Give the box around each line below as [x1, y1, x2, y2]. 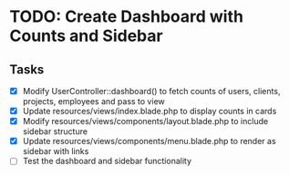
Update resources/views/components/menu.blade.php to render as [22, 136, 276, 147]
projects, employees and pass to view [22, 96, 166, 107]
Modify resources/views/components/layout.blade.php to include [22, 116, 269, 127]
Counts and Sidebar [9, 25, 163, 46]
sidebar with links [22, 146, 89, 157]
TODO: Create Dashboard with [9, 6, 244, 27]
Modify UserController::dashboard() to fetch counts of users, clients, [22, 86, 281, 96]
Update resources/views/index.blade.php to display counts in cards [22, 106, 277, 117]
